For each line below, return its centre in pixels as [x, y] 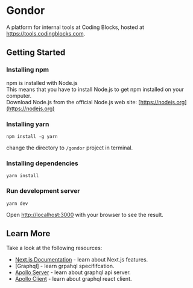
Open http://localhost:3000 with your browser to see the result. [85, 214]
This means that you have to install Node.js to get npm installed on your [95, 89]
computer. [19, 95]
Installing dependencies [42, 163]
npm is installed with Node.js [42, 83]
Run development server [43, 191]
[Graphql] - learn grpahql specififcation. [65, 266]
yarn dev [17, 203]
